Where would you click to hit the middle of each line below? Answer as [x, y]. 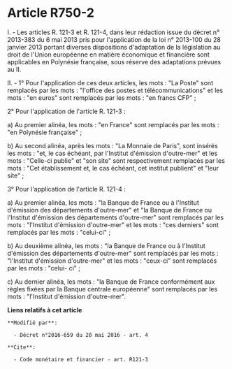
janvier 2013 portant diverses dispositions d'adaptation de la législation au [114, 47]
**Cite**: [22, 347]
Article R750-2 [51, 13]
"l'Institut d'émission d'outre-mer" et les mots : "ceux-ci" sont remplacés [112, 261]
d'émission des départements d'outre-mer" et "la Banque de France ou [110, 210]
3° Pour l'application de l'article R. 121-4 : [66, 189]
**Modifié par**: [32, 323]
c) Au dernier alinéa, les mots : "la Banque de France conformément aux [111, 282]
